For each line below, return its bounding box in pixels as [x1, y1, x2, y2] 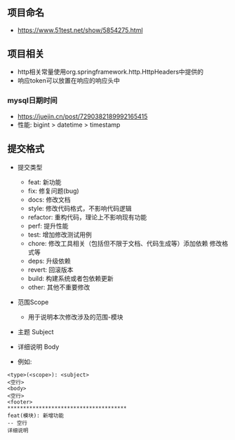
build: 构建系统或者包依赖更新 [27, 274, 114, 282]
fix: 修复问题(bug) [27, 186, 79, 195]
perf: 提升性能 [27, 221, 69, 230]
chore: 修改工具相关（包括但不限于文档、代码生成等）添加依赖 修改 [27, 239, 222, 247]
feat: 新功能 [27, 177, 62, 186]
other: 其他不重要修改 [27, 282, 90, 291]
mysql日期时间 [7, 96, 58, 106]
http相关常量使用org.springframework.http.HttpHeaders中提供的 [17, 68, 204, 76]
